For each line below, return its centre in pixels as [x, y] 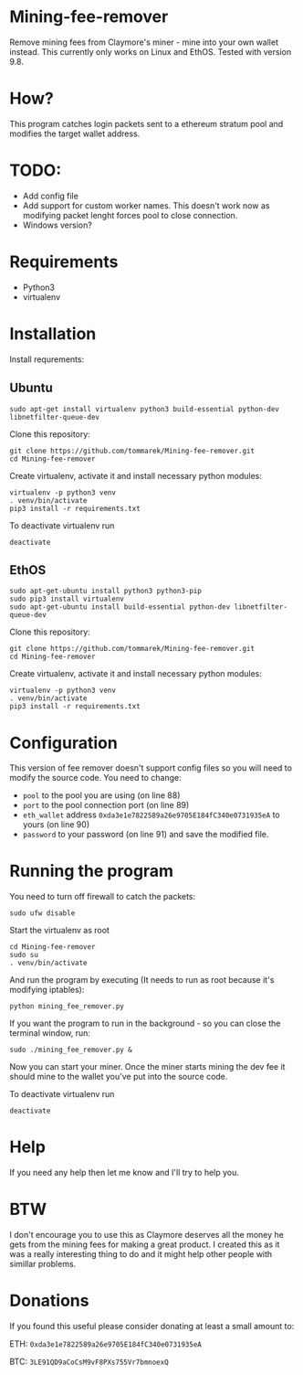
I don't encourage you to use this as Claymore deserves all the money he [147, 1235]
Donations [49, 1301]
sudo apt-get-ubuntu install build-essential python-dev [120, 607]
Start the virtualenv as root [59, 931]
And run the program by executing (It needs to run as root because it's [142, 980]
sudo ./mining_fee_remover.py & [71, 1050]
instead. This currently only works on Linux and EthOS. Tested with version [151, 51]
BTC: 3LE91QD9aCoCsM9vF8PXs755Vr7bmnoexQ [89, 1361]
